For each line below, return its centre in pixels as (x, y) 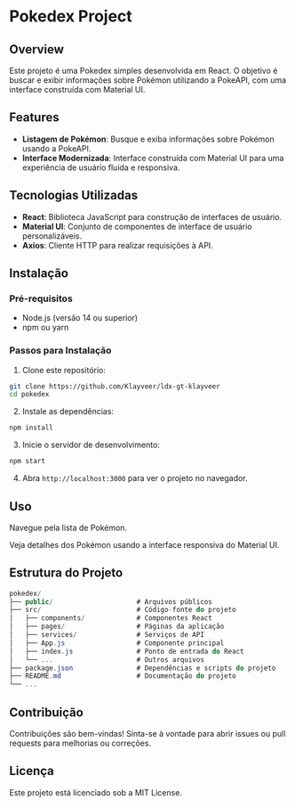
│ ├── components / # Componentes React (111, 618)
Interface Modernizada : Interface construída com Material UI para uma (153, 158)
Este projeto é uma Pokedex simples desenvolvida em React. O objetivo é (144, 70)
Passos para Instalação (60, 351)
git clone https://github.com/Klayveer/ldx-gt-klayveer (115, 386)
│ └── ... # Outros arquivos (107, 660)
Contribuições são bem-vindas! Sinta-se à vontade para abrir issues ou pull (147, 734)
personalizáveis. (52, 236)
